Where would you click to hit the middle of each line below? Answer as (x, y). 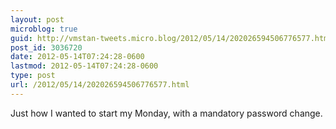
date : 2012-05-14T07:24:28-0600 (77, 57)
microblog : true (44, 29)
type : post (33, 76)
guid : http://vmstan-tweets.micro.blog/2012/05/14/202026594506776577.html (171, 38)
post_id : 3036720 (46, 47)
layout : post (37, 19)
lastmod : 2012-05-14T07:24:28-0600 (84, 66)
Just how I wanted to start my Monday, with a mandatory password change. (166, 113)
